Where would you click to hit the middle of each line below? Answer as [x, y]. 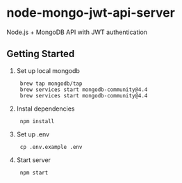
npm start [34, 173]
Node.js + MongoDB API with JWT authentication [77, 32]
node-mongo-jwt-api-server [91, 13]
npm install [37, 121]
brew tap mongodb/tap [51, 83]
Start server [34, 160]
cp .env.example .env [51, 147]
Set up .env [33, 134]
